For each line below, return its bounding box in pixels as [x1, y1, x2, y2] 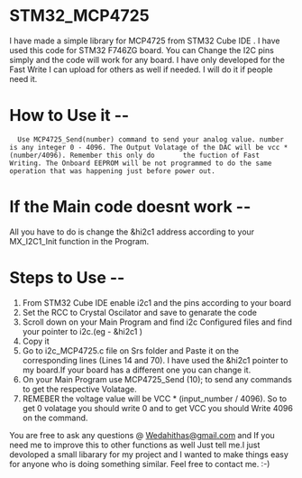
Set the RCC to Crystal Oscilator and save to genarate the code [22, 307, 257, 317]
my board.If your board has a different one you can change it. [22, 364, 252, 375]
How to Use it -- [9, 106, 130, 126]
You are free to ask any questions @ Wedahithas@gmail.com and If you [9, 429, 275, 440]
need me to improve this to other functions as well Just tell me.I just [9, 439, 261, 450]
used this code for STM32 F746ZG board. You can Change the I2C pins [9, 44, 275, 55]
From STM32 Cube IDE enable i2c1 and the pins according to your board [22, 297, 291, 308]
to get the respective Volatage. [22, 383, 137, 394]
